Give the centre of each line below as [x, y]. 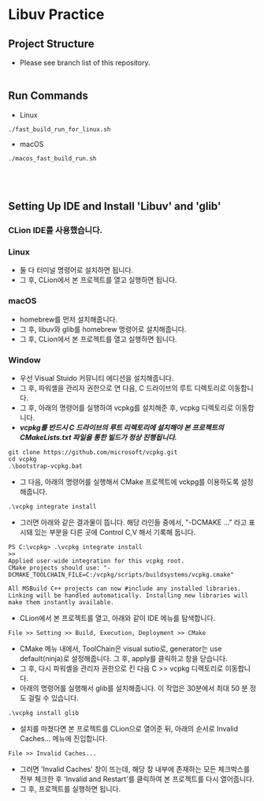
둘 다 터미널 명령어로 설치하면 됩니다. [76, 270]
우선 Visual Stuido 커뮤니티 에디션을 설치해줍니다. [97, 378]
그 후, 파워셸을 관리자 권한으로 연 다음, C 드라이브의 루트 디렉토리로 [123, 388]
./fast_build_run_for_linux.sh [59, 129]
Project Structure [51, 44]
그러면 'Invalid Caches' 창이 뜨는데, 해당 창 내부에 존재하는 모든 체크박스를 [135, 769]
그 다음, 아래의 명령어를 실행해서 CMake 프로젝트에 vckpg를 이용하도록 [129, 482]
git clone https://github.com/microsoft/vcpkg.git [93, 453]
